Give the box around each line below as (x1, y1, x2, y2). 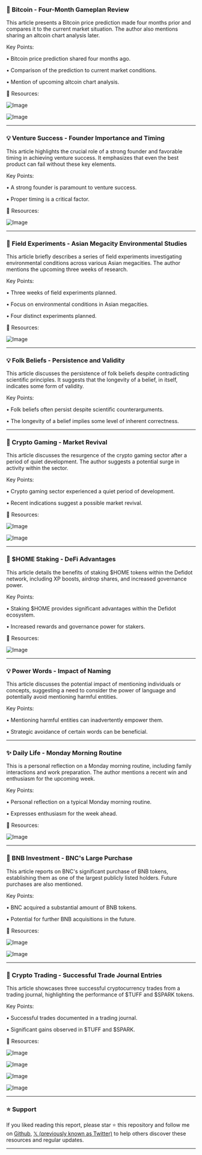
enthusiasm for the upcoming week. (6, 775, 96, 782)
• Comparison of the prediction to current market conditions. (6, 67, 157, 74)
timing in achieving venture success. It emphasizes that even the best (6, 154, 179, 161)
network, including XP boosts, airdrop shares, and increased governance (6, 575, 188, 582)
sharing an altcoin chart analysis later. (6, 32, 100, 39)
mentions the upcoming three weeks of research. (6, 266, 128, 273)
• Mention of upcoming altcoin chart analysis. (6, 78, 120, 86)
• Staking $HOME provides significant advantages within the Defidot (6, 605, 176, 612)
